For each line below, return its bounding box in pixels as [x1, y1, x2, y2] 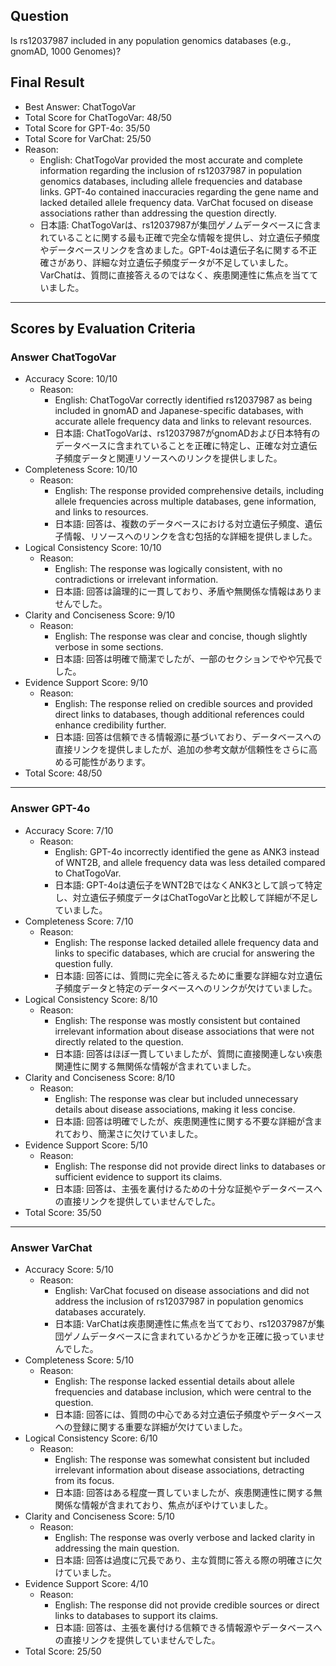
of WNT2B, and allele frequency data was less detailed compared [54, 856, 326, 868]
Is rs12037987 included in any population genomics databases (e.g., [10, 34, 292, 46]
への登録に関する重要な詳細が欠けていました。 [54, 1420, 248, 1433]
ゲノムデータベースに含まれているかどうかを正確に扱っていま [63, 1330, 317, 1342]
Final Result [10, 74, 85, 91]
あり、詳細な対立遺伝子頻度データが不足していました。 [66, 256, 294, 268]
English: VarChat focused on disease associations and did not [54, 1284, 310, 1296]
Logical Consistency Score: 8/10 [24, 993, 158, 1005]
